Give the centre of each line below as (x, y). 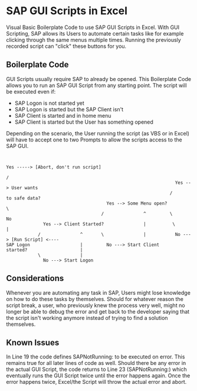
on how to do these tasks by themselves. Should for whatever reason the (95, 299)
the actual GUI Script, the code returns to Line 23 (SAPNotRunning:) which (96, 369)
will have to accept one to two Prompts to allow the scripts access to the (94, 140)
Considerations (35, 278)
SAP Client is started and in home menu (63, 115)
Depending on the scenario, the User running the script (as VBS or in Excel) (98, 133)
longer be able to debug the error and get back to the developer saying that (98, 311)
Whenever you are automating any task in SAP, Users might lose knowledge (98, 293)
